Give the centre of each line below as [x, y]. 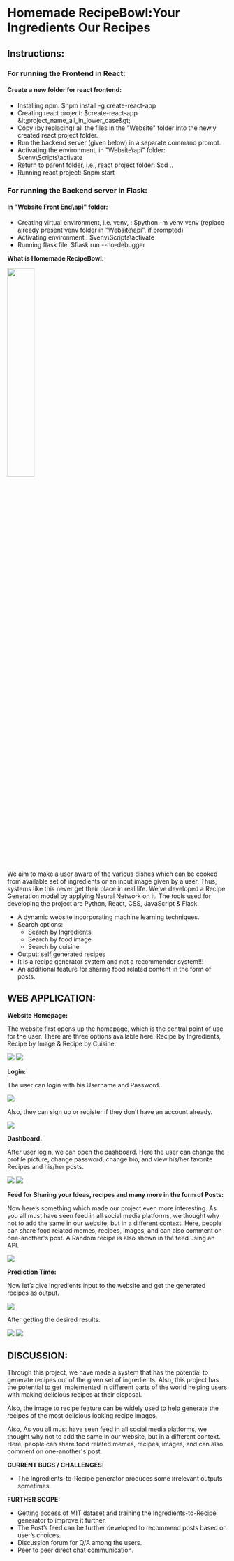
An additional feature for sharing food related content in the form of [114, 969]
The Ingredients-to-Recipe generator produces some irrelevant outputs [120, 1479]
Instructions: [36, 53]
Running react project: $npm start [66, 172]
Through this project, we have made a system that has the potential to [108, 1372]
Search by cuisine [53, 946]
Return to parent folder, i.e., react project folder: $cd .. [95, 165]
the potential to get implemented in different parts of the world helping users [117, 1387]
